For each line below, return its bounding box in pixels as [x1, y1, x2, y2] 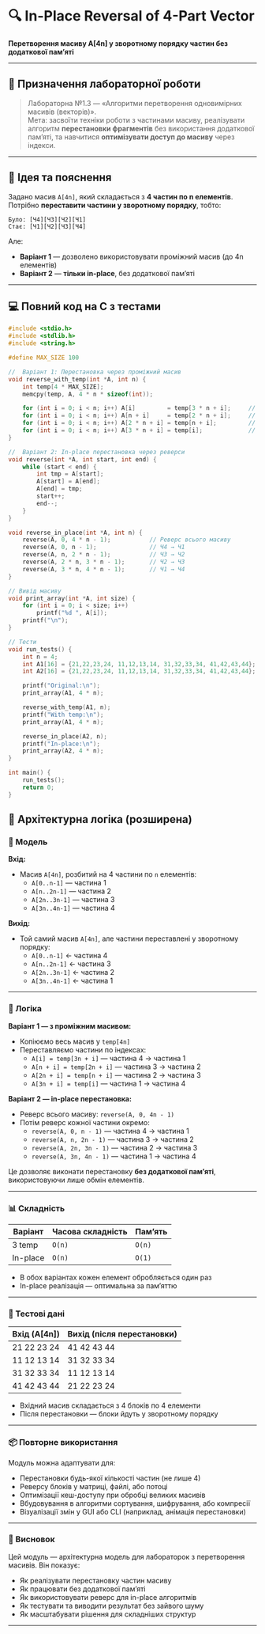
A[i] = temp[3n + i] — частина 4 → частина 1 [31, 1053, 186, 1063]
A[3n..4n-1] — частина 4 [31, 904, 116, 913]
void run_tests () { [8, 645, 73, 654]
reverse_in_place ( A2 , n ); [22, 732, 108, 741]
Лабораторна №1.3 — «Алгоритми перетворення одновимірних [27, 98, 242, 108]
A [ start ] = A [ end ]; [36, 477, 101, 486]
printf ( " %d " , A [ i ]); [36, 609, 108, 617]
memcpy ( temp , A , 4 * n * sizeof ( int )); [22, 390, 154, 398]
